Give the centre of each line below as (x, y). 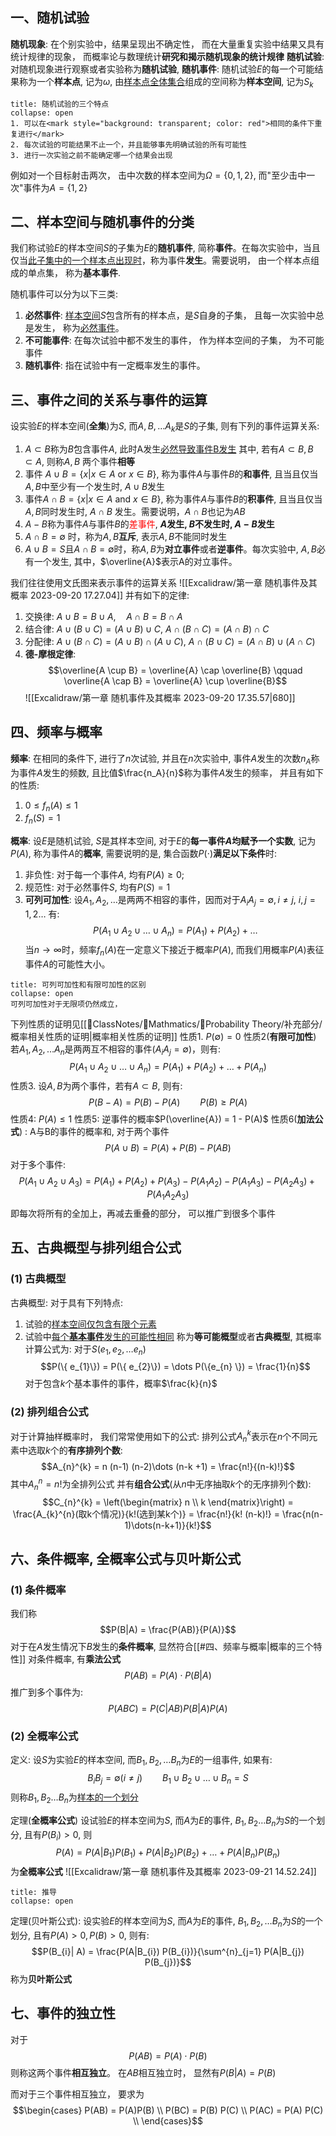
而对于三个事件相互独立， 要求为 (77, 2094)
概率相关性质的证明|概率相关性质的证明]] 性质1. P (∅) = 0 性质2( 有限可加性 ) (163, 1036)
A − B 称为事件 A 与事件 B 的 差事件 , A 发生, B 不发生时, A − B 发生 (149, 524)
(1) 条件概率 (38, 1590)
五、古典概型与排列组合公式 (96, 1248)
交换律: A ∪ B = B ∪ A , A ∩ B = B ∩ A (103, 617)
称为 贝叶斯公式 (41, 1979)
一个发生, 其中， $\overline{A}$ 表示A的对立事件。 (135, 562)
